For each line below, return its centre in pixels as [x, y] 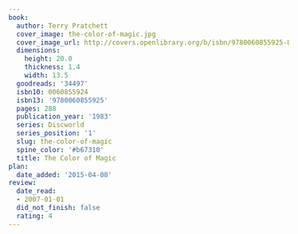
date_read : [36, 191]
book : [18, 17]
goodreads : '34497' [52, 84]
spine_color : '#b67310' [60, 149]
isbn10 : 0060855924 [52, 92]
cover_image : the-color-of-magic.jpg [86, 34]
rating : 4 [34, 216]
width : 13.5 [46, 76]
